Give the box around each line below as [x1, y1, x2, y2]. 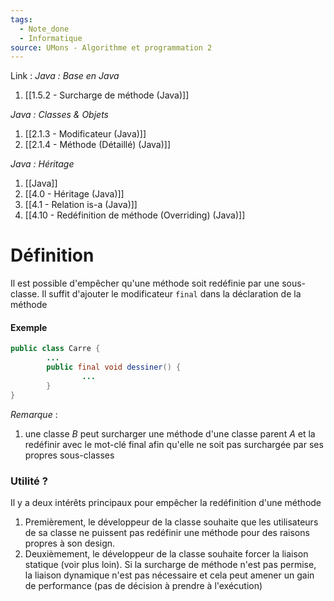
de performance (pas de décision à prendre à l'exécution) [24, 579, 263, 591]
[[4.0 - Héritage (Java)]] [24, 188, 125, 200]
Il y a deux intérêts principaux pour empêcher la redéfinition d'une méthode [10, 496, 322, 508]
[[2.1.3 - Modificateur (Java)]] [24, 128, 147, 140]
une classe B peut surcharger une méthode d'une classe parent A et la [24, 427, 316, 440]
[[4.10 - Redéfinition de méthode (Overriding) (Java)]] [24, 209, 246, 221]
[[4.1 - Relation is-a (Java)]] [24, 199, 138, 211]
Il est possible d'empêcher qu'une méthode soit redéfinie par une [10, 277, 280, 290]
